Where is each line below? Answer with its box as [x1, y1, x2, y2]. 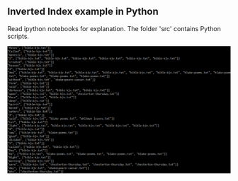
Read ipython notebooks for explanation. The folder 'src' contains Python [7, 24, 221, 33]
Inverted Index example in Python [7, 6, 159, 18]
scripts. [7, 32, 30, 40]
